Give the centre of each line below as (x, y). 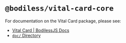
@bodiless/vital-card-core (59, 8)
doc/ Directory (26, 35)
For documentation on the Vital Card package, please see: (63, 21)
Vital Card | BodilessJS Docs (40, 30)
